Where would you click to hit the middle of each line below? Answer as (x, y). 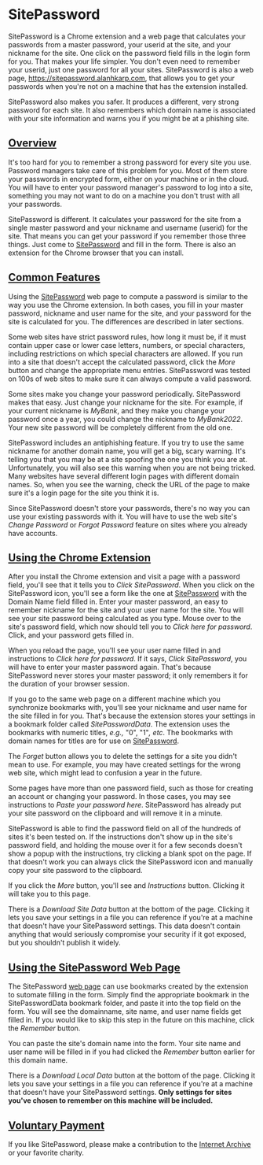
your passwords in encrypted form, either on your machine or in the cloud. (129, 179)
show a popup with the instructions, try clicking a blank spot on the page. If (130, 854)
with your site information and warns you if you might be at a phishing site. (129, 118)
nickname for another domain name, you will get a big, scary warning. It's (127, 451)
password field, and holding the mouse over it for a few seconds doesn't (125, 845)
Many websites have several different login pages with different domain (124, 476)
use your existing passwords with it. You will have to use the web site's (123, 516)
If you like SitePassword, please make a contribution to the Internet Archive (130, 1144)
